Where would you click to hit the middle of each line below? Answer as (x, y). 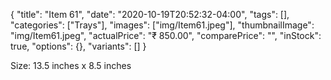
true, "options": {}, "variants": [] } (78, 46)
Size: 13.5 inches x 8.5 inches (71, 65)
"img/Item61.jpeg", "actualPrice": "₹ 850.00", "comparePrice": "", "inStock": (166, 35)
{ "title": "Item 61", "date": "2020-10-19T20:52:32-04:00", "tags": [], (150, 14)
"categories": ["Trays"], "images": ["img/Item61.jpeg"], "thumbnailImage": (162, 25)
